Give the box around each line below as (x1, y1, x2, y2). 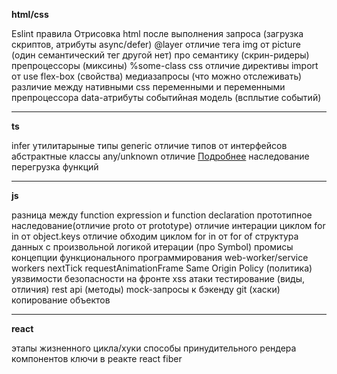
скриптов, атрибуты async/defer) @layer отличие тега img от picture (11, 39, 301, 50)
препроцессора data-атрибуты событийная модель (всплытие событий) (11, 92, 322, 103)
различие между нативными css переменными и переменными (11, 81, 286, 93)
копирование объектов (11, 294, 111, 306)
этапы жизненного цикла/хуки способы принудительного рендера (11, 342, 297, 354)
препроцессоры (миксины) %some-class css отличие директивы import (11, 60, 319, 71)
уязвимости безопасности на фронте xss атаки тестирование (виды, (11, 273, 306, 284)
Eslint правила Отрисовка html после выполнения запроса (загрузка (11, 28, 304, 39)
